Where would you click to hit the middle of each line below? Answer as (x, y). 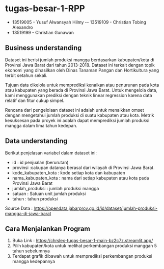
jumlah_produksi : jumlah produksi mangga (55, 188)
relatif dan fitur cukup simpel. (35, 100)
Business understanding (43, 48)
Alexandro (23, 27)
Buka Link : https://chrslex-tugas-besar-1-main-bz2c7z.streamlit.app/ (82, 241)
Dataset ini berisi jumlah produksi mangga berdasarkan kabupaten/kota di (80, 60)
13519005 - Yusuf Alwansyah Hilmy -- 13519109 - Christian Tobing (79, 22)
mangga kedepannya (33, 261)
